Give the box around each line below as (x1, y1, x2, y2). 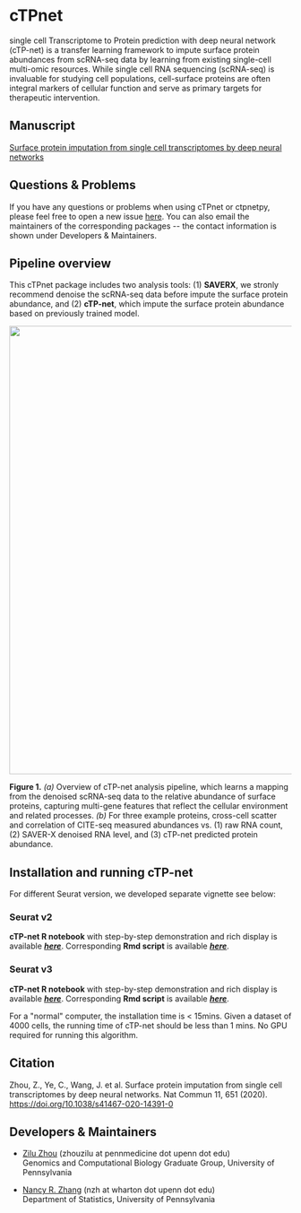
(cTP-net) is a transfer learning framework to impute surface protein (9, 44, 260, 55)
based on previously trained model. (9, 308, 141, 319)
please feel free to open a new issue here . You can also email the (9, 211, 250, 221)
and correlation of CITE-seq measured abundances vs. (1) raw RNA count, (9, 819, 284, 830)
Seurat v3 (9, 963, 53, 975)
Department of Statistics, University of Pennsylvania (21, 1194, 216, 1205)
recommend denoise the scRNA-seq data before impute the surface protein (9, 289, 288, 300)
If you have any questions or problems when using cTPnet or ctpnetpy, (9, 201, 271, 212)
